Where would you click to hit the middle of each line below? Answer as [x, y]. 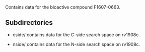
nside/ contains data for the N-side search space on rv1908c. [76, 44]
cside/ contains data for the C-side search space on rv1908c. [76, 35]
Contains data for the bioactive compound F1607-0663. [63, 7]
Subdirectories [29, 23]
